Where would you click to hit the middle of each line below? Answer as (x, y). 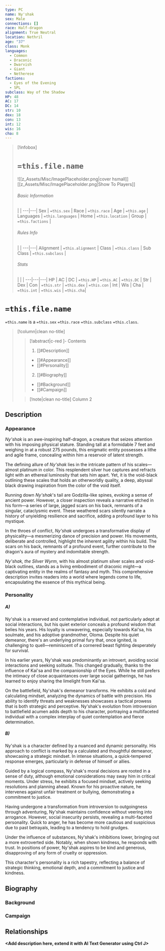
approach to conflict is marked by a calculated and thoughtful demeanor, (79, 751)
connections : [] (22, 23)
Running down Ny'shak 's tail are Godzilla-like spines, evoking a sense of (79, 495)
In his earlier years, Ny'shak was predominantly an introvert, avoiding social (82, 660)
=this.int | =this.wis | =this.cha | (51, 290)
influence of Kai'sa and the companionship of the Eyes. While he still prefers (82, 671)
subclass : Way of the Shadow (35, 92)
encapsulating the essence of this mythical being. (55, 582)
